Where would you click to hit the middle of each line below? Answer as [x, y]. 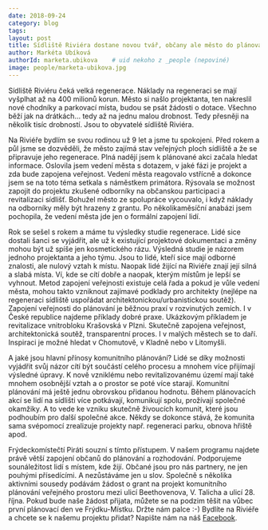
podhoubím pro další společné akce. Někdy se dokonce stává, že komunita [132, 417]
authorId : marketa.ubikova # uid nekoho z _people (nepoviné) [119, 61]
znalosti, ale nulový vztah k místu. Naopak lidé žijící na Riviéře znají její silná [132, 265]
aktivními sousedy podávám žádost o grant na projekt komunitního [118, 484]
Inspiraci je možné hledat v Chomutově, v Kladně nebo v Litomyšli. [118, 342]
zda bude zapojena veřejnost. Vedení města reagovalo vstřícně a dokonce [130, 173]
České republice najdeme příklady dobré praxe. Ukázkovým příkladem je [128, 317]
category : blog [33, 23]
